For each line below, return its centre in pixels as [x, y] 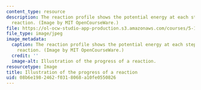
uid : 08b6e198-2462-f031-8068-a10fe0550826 [61, 78]
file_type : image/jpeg [34, 34]
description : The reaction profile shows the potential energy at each [97, 17]
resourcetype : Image [32, 67]
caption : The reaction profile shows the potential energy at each [98, 45]
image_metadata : [26, 39]
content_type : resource [36, 12]
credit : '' [25, 56]
